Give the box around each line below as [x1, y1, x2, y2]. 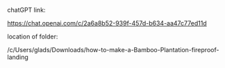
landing [7, 53, 29, 61]
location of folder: [7, 32, 58, 41]
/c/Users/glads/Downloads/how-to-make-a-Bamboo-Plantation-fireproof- [7, 46, 219, 54]
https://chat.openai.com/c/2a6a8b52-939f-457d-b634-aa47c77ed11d [7, 19, 207, 27]
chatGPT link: [7, 6, 46, 14]
